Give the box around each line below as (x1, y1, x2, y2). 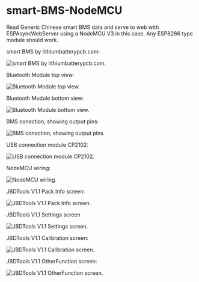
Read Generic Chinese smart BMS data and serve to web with (6, 23, 159, 31)
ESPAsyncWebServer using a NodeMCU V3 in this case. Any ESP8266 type (6, 29, 194, 37)
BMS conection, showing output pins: (6, 118, 99, 125)
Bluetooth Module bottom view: (6, 94, 84, 102)
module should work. (6, 36, 59, 43)
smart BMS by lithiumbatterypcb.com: (6, 48, 100, 55)
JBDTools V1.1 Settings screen (6, 211, 81, 218)
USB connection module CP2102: (6, 141, 88, 148)
